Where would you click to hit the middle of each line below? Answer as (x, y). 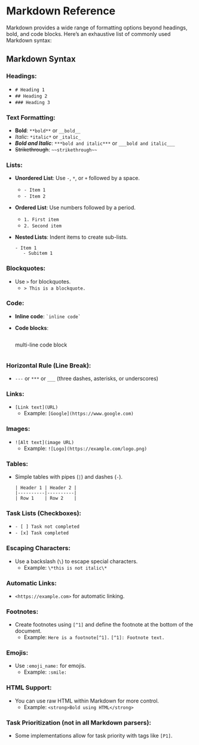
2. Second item (42, 226)
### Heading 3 (32, 102)
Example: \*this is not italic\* (65, 567)
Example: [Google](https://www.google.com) (79, 413)
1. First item (41, 220)
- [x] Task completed (42, 533)
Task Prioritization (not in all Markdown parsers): (79, 722)
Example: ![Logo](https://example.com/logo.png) (85, 448)
